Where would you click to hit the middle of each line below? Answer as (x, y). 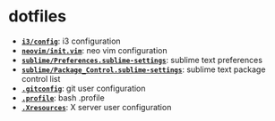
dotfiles (38, 16)
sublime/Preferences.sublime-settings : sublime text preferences (142, 60)
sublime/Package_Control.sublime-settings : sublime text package (143, 69)
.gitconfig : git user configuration (83, 88)
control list (41, 78)
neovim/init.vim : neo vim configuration (94, 50)
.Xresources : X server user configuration (96, 107)
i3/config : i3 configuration (71, 41)
